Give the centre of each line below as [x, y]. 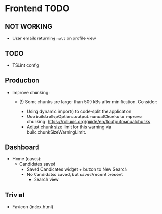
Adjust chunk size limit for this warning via [69, 127]
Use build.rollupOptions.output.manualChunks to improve [84, 116]
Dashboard [22, 147]
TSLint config [26, 65]
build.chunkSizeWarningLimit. [56, 132]
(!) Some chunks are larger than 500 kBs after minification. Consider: [88, 102]
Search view [46, 180]
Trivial [15, 195]
